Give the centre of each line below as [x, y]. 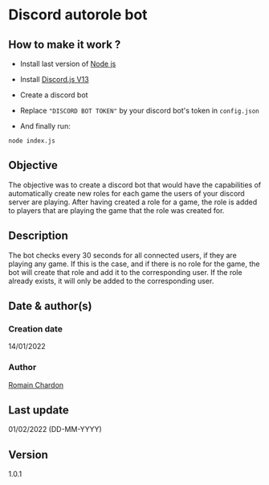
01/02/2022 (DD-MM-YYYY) [55, 430]
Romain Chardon [36, 384]
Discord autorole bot [78, 15]
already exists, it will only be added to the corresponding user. [111, 281]
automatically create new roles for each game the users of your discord [126, 193]
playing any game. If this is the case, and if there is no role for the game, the [134, 264]
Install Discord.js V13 [55, 79]
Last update [39, 410]
